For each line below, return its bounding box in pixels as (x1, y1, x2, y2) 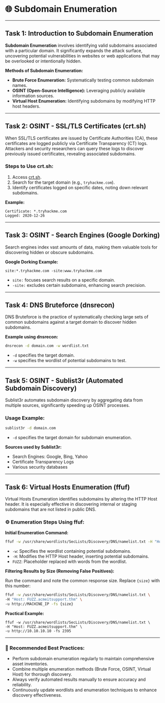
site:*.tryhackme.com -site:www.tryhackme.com (5, 268, 102, 273)
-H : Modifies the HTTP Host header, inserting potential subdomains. (12, 554, 149, 560)
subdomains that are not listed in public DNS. (5, 506, 97, 512)
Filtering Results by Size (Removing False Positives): (5, 568, 114, 574)
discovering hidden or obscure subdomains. (5, 249, 94, 255)
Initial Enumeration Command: (5, 530, 69, 536)
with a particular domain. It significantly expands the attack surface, (5, 48, 143, 54)
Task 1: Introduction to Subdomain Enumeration (5, 29, 154, 38)
